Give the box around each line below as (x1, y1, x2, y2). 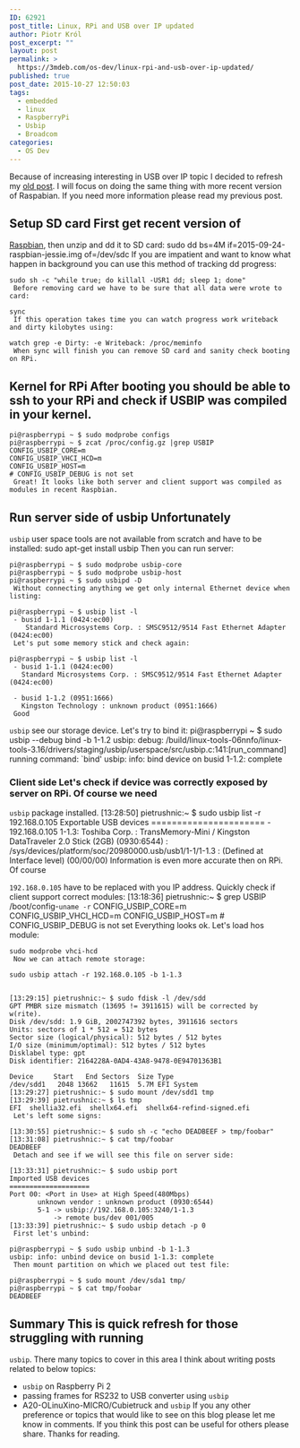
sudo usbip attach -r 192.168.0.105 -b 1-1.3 (9, 970, 182, 979)
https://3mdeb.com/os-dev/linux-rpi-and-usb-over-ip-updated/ (17, 64, 254, 73)
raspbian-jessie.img (9, 249, 82, 260)
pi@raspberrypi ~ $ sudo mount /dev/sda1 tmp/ (9, 1276, 186, 1286)
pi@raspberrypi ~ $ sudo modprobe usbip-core (9, 561, 182, 570)
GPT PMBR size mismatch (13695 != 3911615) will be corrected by (9, 1002, 258, 1011)
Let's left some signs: (13, 1112, 102, 1121)
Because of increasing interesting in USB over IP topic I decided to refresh (9, 171, 284, 182)
